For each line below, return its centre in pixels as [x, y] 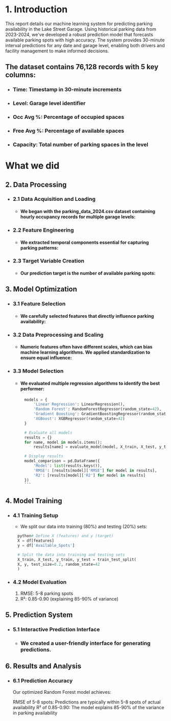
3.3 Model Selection [38, 371]
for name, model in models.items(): [63, 442]
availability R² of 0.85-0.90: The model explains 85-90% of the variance [88, 707]
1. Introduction [36, 9]
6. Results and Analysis [43, 666]
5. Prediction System [39, 615]
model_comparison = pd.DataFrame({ [62, 461]
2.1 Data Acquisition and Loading [54, 199]
